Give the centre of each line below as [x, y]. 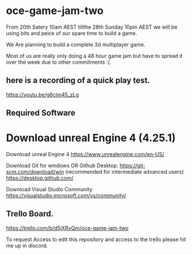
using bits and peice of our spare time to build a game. [71, 33]
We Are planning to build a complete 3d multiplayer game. [76, 44]
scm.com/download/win [35, 172]
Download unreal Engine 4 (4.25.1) [91, 138]
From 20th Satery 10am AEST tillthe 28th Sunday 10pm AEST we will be [92, 27]
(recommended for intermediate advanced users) [124, 172]
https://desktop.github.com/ [40, 178]
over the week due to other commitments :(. [59, 62]
